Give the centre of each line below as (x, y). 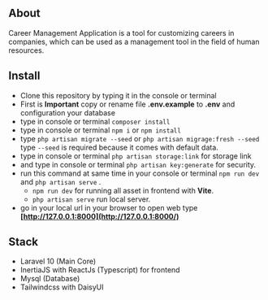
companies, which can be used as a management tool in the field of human (134, 41)
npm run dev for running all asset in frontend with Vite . (123, 190)
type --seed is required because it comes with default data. (119, 147)
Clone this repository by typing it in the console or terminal (118, 95)
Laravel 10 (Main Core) (58, 261)
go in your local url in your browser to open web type (109, 207)
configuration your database (68, 112)
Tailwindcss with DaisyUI (62, 287)
